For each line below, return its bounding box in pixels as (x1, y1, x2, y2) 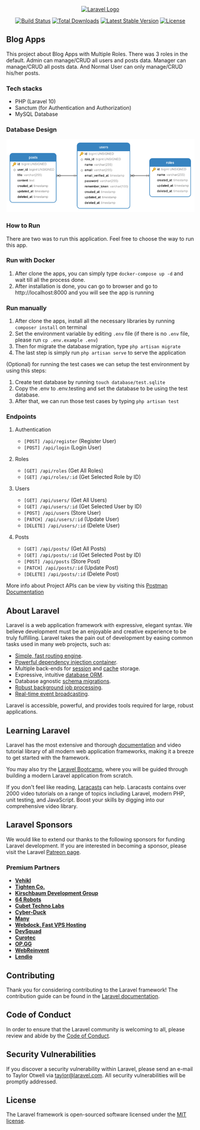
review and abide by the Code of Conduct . (6, 1032, 110, 1039)
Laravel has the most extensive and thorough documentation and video (6, 741, 181, 749)
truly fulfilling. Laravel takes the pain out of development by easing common (6, 634, 193, 641)
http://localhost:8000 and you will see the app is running (14, 288, 154, 296)
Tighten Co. (14, 883, 45, 891)
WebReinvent (14, 947, 50, 954)
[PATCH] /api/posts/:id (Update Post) (23, 564, 119, 572)
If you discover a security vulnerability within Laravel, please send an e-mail (6, 1065, 193, 1072)
